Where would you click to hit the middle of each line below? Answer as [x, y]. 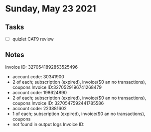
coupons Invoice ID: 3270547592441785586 [58, 103]
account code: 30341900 [38, 76]
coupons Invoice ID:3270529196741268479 [57, 87]
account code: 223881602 [40, 108]
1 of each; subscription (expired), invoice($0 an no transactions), [79, 114]
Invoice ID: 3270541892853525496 [42, 67]
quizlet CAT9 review [33, 39]
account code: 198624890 [40, 92]
